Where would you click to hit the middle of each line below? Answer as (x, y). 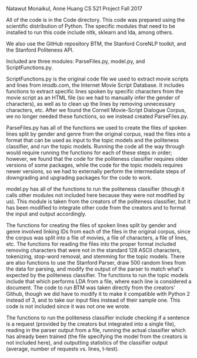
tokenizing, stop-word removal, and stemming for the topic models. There (96, 256)
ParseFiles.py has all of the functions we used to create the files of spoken (96, 128)
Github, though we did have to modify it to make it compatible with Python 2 (98, 294)
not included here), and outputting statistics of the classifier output (87, 342)
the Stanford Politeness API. (40, 50)
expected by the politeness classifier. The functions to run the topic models (97, 275)
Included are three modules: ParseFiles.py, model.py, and (76, 61)
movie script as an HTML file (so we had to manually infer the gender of (93, 97)
